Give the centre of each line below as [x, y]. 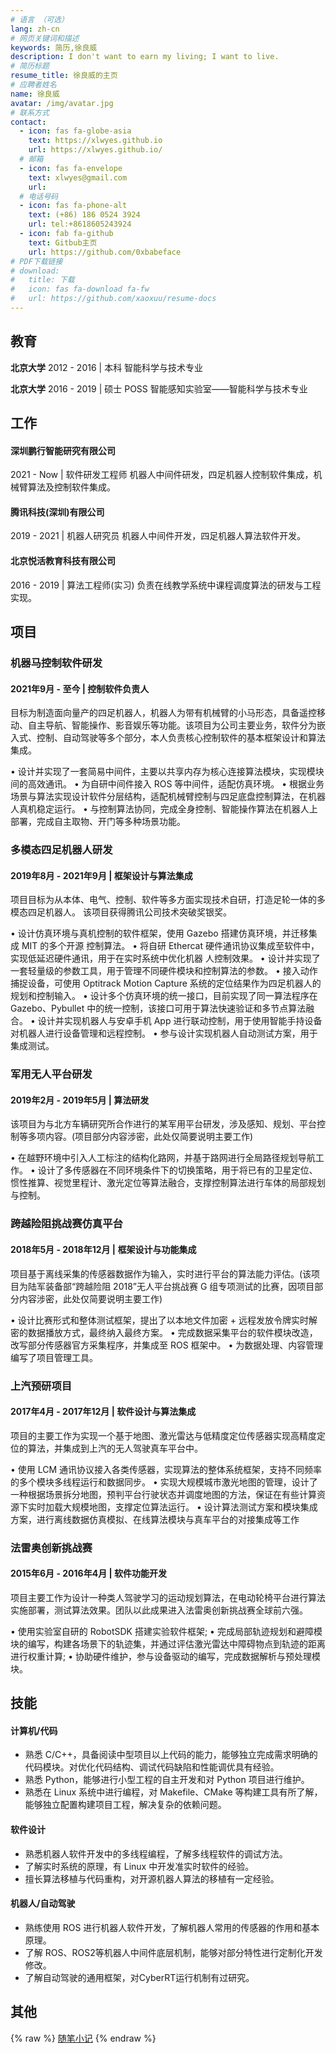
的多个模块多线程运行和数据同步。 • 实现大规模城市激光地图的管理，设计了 [164, 1482]
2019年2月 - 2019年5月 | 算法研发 [80, 1100]
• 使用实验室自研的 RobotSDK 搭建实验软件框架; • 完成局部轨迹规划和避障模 [166, 1631]
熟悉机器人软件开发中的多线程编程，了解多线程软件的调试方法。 [156, 1853]
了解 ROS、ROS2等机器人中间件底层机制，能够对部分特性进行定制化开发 [173, 1952]
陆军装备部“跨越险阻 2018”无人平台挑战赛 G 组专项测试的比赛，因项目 [171, 1286]
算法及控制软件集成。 [71, 487]
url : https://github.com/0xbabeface [105, 252]
